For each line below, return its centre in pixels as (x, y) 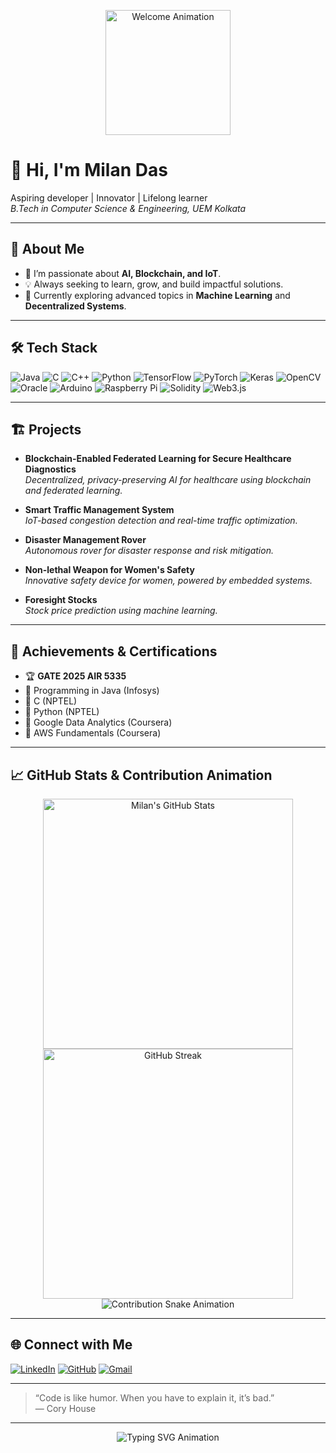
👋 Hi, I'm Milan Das (89, 170)
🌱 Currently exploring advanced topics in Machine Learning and (157, 295)
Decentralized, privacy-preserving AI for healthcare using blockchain (168, 480)
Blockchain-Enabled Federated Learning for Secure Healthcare (158, 459)
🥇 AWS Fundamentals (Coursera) (93, 733)
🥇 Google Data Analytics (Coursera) (98, 722)
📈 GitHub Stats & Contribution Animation (141, 775)
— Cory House (65, 1408)
